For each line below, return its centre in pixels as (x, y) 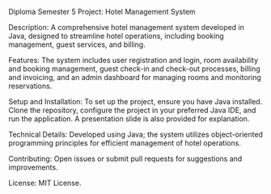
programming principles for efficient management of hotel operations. (125, 143)
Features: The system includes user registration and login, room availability (133, 60)
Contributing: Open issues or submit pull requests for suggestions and (125, 158)
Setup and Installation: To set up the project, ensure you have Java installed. (135, 101)
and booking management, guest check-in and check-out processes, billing (134, 69)
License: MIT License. (45, 183)
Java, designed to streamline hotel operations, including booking (116, 36)
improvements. (33, 167)
